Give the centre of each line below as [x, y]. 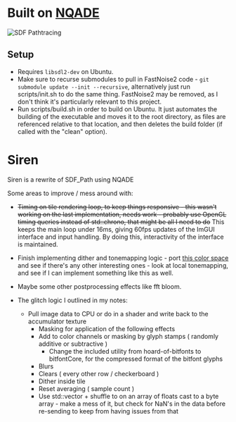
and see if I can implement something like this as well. [95, 273]
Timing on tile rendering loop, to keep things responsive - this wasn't [117, 206]
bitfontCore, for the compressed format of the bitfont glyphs [136, 359]
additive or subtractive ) [73, 344]
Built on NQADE [53, 13]
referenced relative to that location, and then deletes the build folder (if [120, 124]
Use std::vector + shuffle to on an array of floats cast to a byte [129, 396]
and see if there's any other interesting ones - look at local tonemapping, [123, 265]
